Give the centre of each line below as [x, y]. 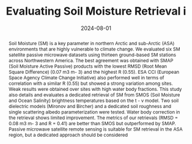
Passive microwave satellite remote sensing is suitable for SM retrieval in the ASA [95, 129]
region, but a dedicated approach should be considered [68, 135]
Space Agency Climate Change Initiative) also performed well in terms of [86, 77]
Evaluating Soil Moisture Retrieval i [96, 11]
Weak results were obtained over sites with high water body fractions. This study [95, 89]
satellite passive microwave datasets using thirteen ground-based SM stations [92, 55]
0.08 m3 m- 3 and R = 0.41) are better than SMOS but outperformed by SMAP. [92, 123]
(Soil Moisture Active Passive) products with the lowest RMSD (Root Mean [88, 66]
